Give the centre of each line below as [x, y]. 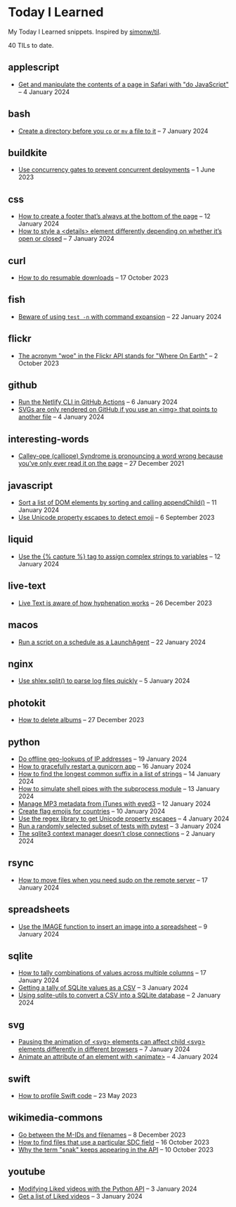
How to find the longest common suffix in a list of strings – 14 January [119, 774]
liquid [21, 539]
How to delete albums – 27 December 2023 [81, 720]
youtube [27, 1172]
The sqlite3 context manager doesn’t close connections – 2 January [117, 833]
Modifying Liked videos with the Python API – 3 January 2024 [107, 1189]
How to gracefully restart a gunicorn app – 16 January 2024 [105, 766]
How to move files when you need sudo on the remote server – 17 [113, 880]
